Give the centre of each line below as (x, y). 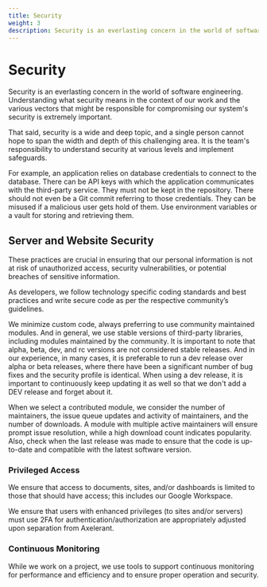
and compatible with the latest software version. (113, 449)
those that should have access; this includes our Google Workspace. (120, 496)
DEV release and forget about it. (61, 392)
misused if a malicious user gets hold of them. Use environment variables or (133, 207)
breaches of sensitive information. (64, 277)
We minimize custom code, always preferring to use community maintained (132, 325)
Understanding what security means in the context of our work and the (124, 100)
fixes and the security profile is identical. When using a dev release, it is (126, 375)
